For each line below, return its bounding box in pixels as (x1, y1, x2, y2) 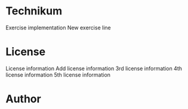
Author (5, 92, 41, 106)
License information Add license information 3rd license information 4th (5, 65, 183, 72)
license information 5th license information (5, 71, 111, 78)
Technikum (5, 4, 63, 18)
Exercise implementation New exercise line (5, 24, 111, 31)
